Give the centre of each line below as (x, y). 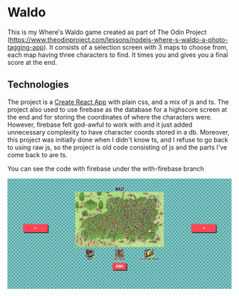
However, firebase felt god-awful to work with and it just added (100, 125)
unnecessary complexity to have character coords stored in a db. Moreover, (118, 132)
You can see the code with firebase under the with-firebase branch (106, 169)
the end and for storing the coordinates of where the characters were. (110, 117)
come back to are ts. (37, 154)
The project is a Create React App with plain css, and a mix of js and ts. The (118, 102)
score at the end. (32, 62)
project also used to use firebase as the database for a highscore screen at (117, 109)
